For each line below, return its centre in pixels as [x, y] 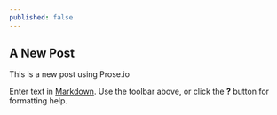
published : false [41, 17]
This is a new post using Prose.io [70, 74]
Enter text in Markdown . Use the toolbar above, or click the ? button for [139, 92]
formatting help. [39, 101]
